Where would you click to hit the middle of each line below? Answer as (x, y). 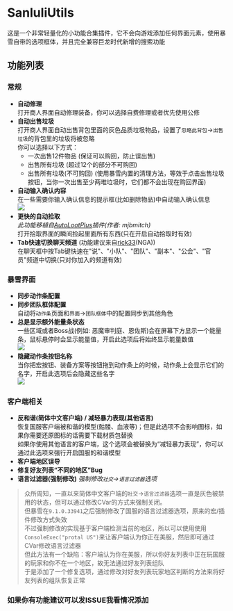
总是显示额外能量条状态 (51, 322)
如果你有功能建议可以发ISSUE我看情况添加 (78, 601)
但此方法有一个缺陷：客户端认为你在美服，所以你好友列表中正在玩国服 (124, 555)
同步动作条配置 (38, 295)
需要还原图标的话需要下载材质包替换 (81, 435)
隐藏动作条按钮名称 (45, 356)
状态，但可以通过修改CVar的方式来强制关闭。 (101, 503)
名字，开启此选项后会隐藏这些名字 (66, 373)
